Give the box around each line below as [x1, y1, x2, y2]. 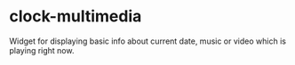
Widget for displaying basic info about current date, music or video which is [9, 36, 287, 46]
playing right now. [9, 45, 75, 55]
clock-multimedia [9, 6, 142, 27]
